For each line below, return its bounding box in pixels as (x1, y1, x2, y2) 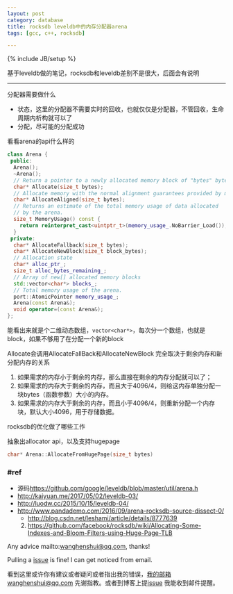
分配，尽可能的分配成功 (17, 122, 85, 131)
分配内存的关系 (7, 358, 50, 366)
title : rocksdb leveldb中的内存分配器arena (7, 23, 128, 30)
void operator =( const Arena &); (13, 306, 104, 313)
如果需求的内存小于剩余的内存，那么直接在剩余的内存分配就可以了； (17, 373, 212, 381)
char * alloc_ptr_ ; (13, 261, 67, 268)
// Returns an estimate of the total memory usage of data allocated (13, 203, 218, 210)
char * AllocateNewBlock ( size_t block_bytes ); (13, 248, 148, 255)
